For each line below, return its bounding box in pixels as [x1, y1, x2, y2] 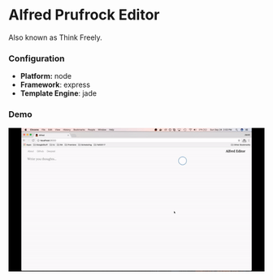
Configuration [8, 53, 65, 64]
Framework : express [19, 80, 91, 90]
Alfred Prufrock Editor [8, 6, 160, 24]
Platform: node [19, 71, 71, 81]
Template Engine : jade [19, 88, 97, 98]
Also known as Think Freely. [8, 32, 103, 42]
